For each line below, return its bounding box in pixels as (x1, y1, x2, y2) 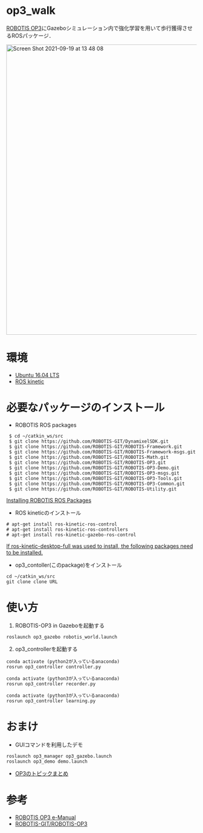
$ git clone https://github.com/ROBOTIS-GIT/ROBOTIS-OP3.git (8, 459, 166, 466)
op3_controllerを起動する (14, 645, 78, 653)
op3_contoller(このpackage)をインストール (14, 561, 123, 568)
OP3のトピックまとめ (14, 769, 69, 777)
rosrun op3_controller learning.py (6, 697, 96, 704)
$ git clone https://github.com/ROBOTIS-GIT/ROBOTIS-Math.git (8, 454, 169, 460)
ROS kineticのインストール (14, 509, 82, 516)
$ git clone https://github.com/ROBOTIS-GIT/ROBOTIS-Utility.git (8, 486, 177, 492)
